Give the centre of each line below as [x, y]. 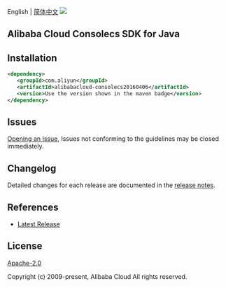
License [25, 246]
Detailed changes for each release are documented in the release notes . [111, 185]
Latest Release [39, 224]
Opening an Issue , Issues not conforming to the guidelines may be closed [113, 139]
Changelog [32, 168]
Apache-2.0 [24, 263]
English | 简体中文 [33, 12]
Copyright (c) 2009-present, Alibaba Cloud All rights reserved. [97, 276]
